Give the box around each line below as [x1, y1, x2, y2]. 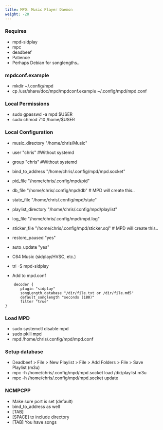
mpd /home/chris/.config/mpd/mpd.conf [12, 336, 93, 342]
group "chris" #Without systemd [12, 159, 77, 165]
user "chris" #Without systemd [12, 150, 74, 155]
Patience [12, 54, 30, 60]
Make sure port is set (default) [12, 398, 73, 404]
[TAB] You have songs [12, 419, 57, 425]
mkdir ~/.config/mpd [12, 83, 54, 89]
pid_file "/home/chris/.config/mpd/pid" [12, 178, 90, 184]
